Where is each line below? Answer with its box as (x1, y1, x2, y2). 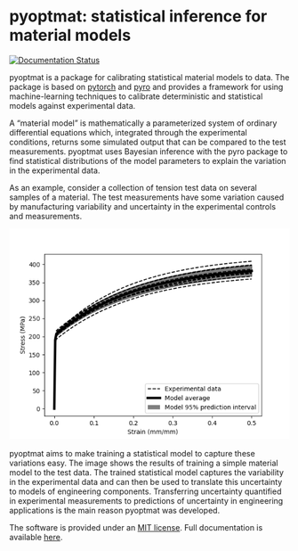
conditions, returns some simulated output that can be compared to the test (9, 136, 286, 147)
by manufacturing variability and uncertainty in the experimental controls (9, 201, 277, 211)
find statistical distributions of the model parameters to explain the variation (9, 155, 286, 166)
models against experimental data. (9, 100, 136, 111)
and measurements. (9, 210, 83, 221)
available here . (9, 531, 63, 542)
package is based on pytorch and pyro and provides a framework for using (9, 81, 284, 92)
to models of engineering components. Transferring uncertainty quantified (9, 486, 282, 497)
